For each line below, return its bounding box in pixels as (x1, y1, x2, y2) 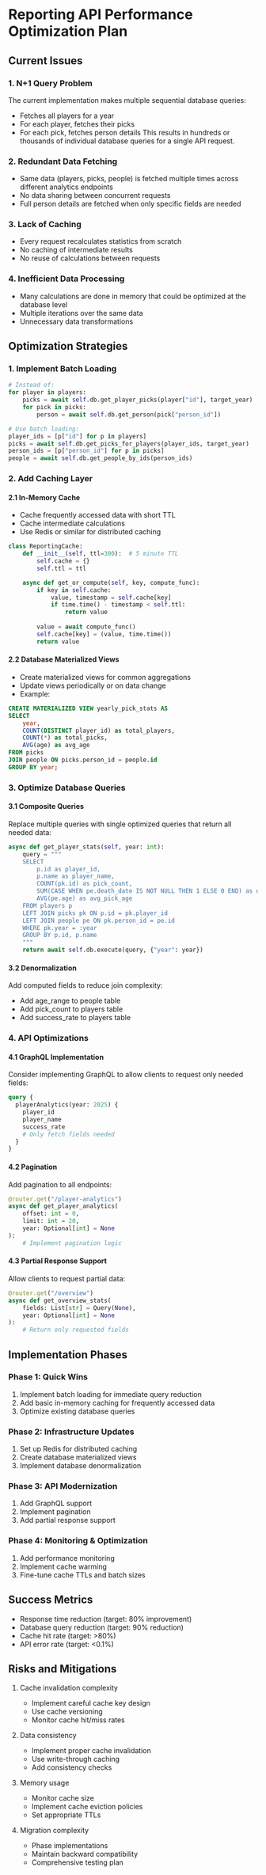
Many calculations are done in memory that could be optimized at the (19, 291, 247, 301)
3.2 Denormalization (8, 963, 77, 973)
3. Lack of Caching (8, 219, 82, 230)
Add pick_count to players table (19, 1004, 123, 1014)
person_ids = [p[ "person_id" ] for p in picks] (8, 447, 165, 455)
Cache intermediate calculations (19, 518, 125, 528)
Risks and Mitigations (8, 1662, 117, 1676)
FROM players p (22, 901, 73, 909)
